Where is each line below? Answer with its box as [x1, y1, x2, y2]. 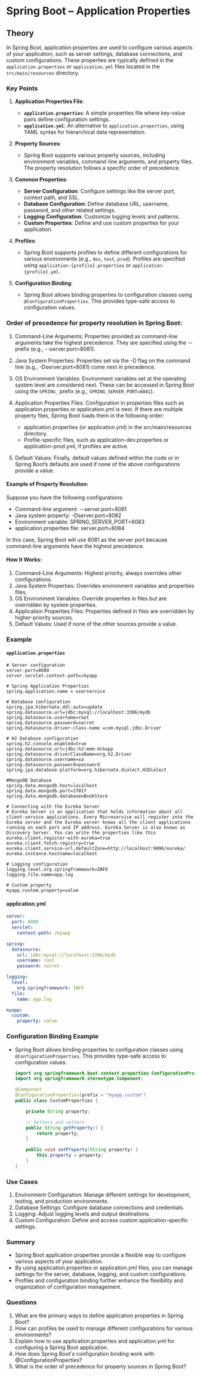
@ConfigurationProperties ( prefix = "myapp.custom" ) [14, 1092, 146, 1098]
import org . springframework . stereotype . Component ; [14, 1076, 144, 1082]
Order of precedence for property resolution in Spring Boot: [6, 319, 183, 327]
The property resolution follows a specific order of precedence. [23, 165, 180, 172]
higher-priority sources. [14, 614, 73, 621]
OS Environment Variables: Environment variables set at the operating [14, 375, 186, 382]
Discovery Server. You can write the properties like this [6, 830, 156, 836]
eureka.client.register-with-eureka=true [6, 835, 111, 842]
